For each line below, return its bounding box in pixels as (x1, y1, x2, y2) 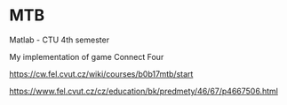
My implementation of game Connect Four (9, 51, 164, 62)
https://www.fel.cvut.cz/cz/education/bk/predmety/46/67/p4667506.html (9, 86, 278, 96)
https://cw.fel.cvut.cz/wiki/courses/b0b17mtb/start (9, 68, 194, 79)
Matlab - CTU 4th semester (9, 34, 109, 45)
